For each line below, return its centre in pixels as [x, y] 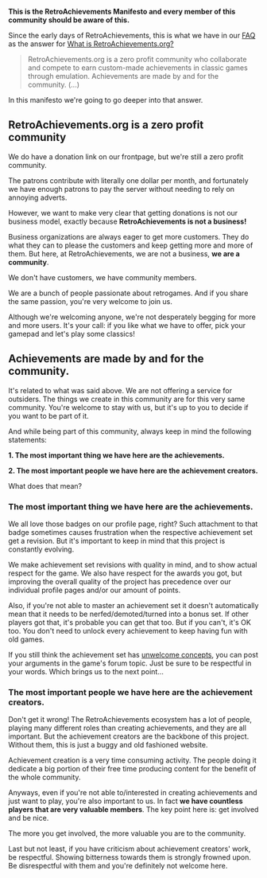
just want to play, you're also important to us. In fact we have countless [126, 801]
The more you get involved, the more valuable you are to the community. [127, 833]
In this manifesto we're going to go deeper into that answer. [106, 100]
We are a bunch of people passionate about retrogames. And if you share [128, 293]
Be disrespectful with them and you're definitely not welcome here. [118, 866]
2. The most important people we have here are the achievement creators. [133, 470]
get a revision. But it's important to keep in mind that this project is [117, 540]
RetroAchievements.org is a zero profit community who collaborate [137, 59]
